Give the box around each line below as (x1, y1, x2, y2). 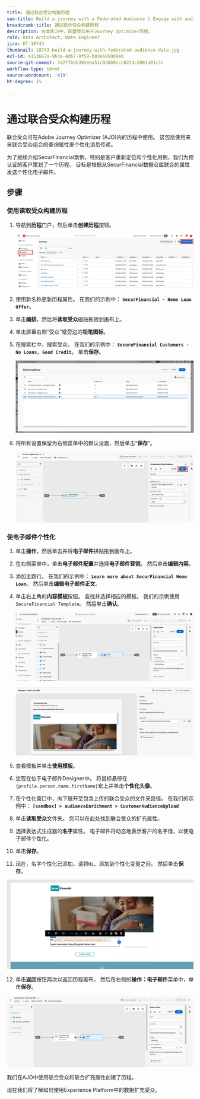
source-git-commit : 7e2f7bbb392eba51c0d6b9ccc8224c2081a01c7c (7, 59, 164, 65)
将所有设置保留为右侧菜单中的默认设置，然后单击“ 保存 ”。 (15, 440, 156, 447)
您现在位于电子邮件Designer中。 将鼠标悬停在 (15, 775, 128, 782)
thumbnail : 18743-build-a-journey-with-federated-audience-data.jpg (7, 47, 180, 53)
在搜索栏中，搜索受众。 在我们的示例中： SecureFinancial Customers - (15, 341, 189, 348)
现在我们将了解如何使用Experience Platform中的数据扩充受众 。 (7, 1087, 161, 1094)
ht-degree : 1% (7, 78, 42, 84)
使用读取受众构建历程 (7, 207, 68, 215)
